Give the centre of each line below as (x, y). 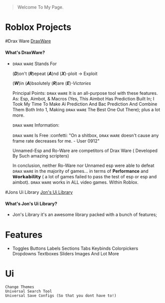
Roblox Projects (38, 27)
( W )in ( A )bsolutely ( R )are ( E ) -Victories (51, 83)
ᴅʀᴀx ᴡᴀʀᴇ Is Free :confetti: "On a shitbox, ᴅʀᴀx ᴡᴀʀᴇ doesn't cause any (85, 136)
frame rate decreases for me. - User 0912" (56, 141)
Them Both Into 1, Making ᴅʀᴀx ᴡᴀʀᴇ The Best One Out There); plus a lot (86, 110)
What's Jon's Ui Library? (31, 204)
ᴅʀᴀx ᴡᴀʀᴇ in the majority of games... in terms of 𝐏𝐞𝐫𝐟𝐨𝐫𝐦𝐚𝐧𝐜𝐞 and (80, 171)
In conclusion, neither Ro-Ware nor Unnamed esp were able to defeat (83, 165)
